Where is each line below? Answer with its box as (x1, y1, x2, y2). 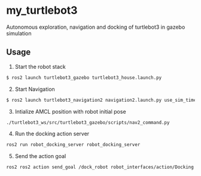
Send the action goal (14, 153, 66, 160)
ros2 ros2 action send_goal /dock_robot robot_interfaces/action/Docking (6, 164, 194, 171)
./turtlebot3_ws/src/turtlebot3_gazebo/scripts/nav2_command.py (6, 119, 170, 126)
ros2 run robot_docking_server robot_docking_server (6, 142, 141, 148)
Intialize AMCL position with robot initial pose (14, 108, 127, 115)
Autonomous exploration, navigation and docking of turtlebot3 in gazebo (6, 23, 185, 31)
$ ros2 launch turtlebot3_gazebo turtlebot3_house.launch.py (6, 74, 162, 81)
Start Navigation (14, 85, 55, 93)
